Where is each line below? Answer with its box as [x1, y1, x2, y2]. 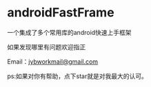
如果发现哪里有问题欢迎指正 [7, 42, 86, 51]
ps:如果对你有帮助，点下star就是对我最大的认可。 [7, 72, 148, 80]
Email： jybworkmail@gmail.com [7, 57, 99, 66]
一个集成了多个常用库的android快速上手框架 [7, 28, 132, 36]
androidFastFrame [7, 5, 115, 21]
